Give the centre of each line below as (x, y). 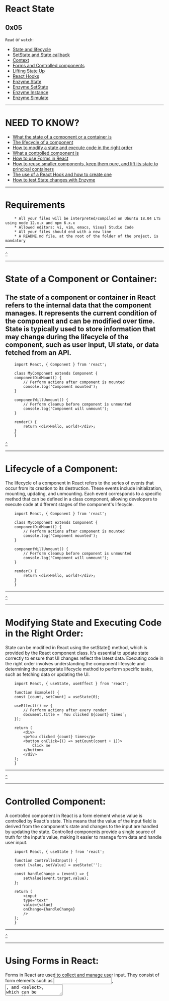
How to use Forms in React (40, 158)
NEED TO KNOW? (42, 123)
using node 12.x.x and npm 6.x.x (40, 223)
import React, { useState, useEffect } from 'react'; (72, 684)
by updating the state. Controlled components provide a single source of (80, 832)
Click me (41, 745)
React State (30, 9)
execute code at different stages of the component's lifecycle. (70, 504)
